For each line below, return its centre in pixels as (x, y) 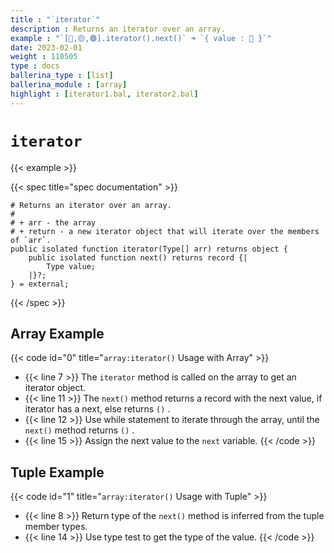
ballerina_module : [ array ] (69, 85)
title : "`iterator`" (55, 19)
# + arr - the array (53, 222)
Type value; (71, 266)
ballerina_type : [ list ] (62, 76)
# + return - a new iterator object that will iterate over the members (165, 231)
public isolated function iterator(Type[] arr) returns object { (149, 249)
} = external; (40, 284)
